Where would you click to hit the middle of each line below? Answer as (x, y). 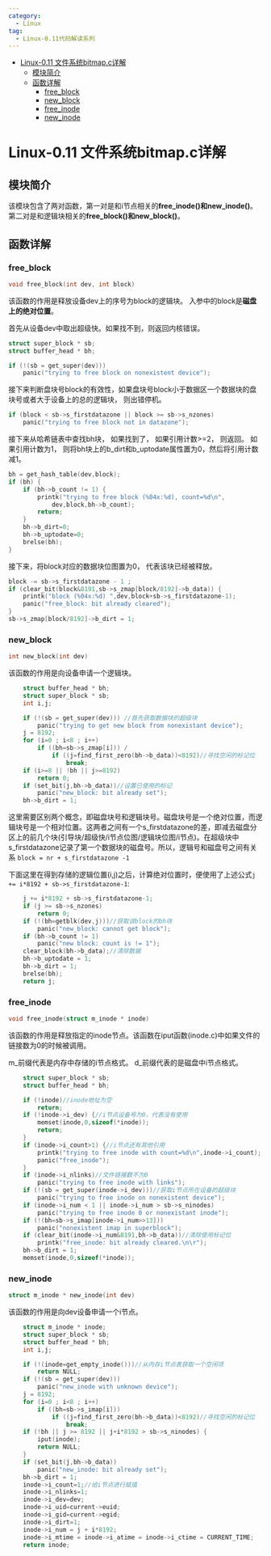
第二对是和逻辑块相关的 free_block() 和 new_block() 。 (96, 216)
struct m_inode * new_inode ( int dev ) (72, 1296)
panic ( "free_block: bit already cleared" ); (97, 604)
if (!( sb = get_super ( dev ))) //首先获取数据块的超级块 (110, 718)
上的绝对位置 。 (33, 311)
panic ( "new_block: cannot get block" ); (104, 928)
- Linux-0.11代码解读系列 (55, 38)
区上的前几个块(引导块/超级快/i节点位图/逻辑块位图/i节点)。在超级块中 (124, 837)
